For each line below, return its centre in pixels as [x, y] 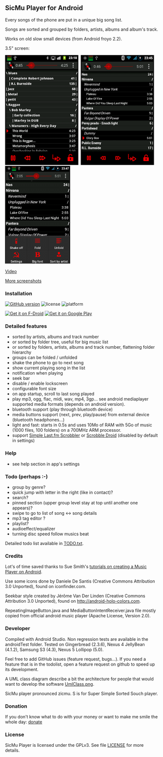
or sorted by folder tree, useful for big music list [60, 342]
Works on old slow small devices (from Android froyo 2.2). [63, 39]
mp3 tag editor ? [29, 518]
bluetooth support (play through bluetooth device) [62, 409]
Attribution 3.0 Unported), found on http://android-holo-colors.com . [73, 601]
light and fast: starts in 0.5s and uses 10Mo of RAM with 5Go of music [82, 425]
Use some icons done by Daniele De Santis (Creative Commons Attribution [80, 581]
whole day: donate [24, 722]
